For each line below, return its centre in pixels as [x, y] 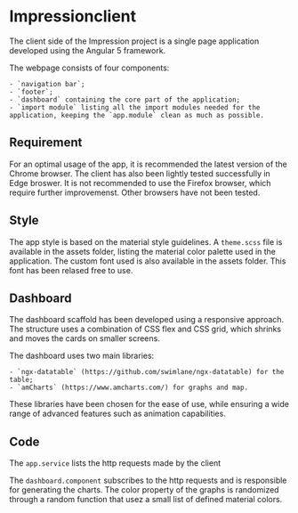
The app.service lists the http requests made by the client [115, 463]
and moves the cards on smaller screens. [85, 338]
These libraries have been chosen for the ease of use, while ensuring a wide [149, 404]
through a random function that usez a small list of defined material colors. [146, 500]
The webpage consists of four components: [89, 68]
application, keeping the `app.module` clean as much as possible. [137, 115]
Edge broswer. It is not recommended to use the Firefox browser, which [140, 183]
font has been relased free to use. [71, 270]
